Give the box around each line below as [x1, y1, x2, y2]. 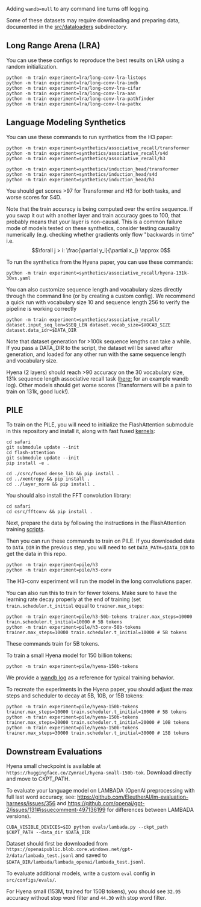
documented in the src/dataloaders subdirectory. [6, 23, 128, 30]
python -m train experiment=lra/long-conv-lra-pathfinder [6, 96, 155, 102]
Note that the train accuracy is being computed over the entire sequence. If [6, 205, 193, 213]
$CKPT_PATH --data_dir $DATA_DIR [6, 829, 90, 836]
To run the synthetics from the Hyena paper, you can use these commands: [6, 258, 194, 266]
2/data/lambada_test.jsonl [6, 853, 74, 859]
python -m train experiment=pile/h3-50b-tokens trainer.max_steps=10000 [6, 614, 193, 620]
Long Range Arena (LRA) [6, 40, 100, 51]
